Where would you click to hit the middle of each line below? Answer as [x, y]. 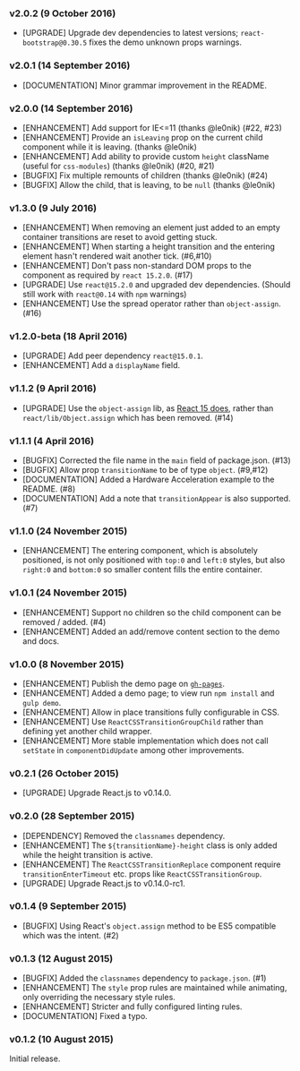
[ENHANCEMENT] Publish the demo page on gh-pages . [124, 683]
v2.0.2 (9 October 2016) [63, 13]
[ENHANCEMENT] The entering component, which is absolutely [140, 551]
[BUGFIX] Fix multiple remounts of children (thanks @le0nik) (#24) [145, 175]
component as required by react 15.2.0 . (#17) [107, 275]
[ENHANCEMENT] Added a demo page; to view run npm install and [148, 693]
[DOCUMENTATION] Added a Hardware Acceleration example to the [148, 480]
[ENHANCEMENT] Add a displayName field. [101, 365]
